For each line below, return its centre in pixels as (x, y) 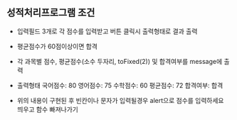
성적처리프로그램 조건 (51, 13)
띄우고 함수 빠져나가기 (48, 109)
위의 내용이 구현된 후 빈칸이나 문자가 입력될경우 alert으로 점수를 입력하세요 (120, 100)
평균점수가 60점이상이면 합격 (57, 46)
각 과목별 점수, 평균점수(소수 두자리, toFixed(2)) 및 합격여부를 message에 (120, 61)
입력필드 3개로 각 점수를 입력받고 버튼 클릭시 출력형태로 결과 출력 (107, 31)
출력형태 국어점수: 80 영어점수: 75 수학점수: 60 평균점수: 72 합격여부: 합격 (120, 85)
